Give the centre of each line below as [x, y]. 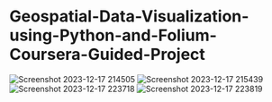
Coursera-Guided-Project [107, 55]
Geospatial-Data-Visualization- [129, 17]
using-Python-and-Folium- [113, 35]
